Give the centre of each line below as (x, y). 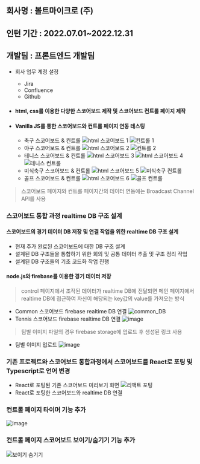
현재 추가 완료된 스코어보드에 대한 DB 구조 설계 (70, 246)
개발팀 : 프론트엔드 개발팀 (51, 56)
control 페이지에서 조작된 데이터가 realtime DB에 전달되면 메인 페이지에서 (108, 291)
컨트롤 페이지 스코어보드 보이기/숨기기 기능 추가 (71, 440)
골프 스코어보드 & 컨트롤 (52, 178)
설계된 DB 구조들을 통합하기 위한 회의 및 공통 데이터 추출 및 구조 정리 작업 (101, 253)
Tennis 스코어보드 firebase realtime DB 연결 (68, 319)
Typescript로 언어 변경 (38, 371)
